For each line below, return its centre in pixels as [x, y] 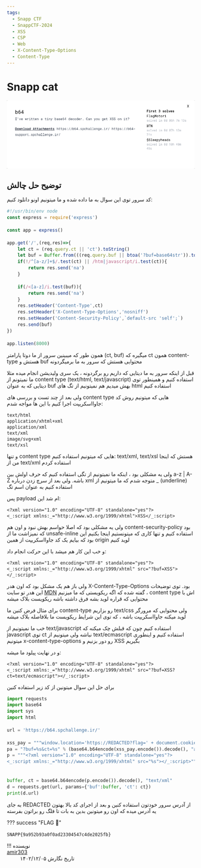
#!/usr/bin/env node [33, 211]
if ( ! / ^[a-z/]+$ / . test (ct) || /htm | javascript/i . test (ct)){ [92, 262]
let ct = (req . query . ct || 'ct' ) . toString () [74, 249]
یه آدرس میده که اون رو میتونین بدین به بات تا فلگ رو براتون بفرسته [82, 811]
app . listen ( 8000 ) [28, 343]
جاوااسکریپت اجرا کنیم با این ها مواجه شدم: [55, 404]
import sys [20, 711]
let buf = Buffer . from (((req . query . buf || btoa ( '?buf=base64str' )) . [104, 256]
